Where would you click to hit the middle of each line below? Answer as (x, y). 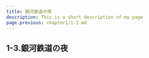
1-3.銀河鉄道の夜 (37, 48)
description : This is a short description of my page (75, 17)
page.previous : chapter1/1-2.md (46, 22)
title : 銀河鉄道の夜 (29, 12)
